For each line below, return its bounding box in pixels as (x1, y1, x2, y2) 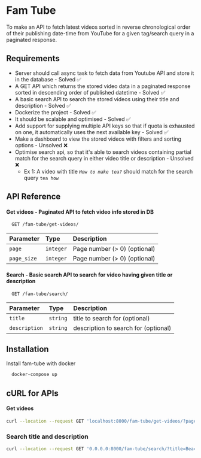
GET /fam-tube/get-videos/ (11, 222, 79, 228)
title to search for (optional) (73, 314, 150, 322)
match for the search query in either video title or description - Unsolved (14, 154, 194, 162)
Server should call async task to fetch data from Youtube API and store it (14, 69, 194, 77)
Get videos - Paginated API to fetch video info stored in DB (6, 208, 154, 216)
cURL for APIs (6, 388, 59, 398)
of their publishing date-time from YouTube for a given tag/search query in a (6, 29, 194, 37)
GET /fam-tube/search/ (11, 291, 68, 297)
